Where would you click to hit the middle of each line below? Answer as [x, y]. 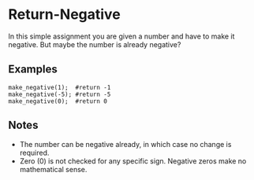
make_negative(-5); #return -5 [60, 94]
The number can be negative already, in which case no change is [125, 144]
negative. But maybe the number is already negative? [95, 44]
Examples [33, 70]
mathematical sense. [53, 169]
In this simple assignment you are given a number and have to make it [121, 36]
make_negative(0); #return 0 [58, 101]
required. [34, 152]
